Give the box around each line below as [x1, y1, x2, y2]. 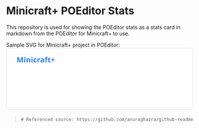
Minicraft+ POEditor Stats [6, 4, 134, 18]
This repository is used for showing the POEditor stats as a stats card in [6, 24, 181, 31]
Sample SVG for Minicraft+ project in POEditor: [6, 41, 120, 48]
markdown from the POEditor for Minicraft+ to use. [6, 29, 130, 37]
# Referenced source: [20, 116, 74, 122]
